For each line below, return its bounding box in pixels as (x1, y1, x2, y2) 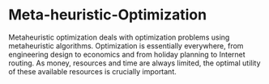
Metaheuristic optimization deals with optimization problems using (8, 32, 230, 42)
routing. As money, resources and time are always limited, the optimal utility (8, 58, 261, 68)
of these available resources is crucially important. (8, 66, 177, 76)
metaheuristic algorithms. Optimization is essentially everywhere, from (8, 40, 244, 50)
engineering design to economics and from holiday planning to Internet (8, 49, 246, 59)
